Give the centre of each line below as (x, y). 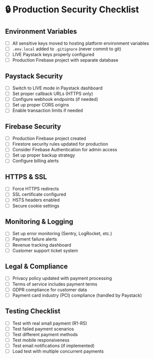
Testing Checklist (33, 311)
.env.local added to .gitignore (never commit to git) (67, 49)
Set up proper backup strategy (44, 155)
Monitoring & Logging (39, 222)
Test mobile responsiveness (41, 340)
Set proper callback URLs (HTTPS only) (52, 94)
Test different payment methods (45, 334)
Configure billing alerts (35, 161)
